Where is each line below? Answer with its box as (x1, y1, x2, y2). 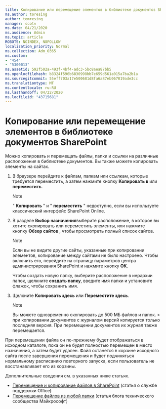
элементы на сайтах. (5, 164, 49, 169)
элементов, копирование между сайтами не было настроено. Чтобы (12, 252, 158, 258)
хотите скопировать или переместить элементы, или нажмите (12, 223, 145, 229)
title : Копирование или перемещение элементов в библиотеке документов (5, 7, 156, 12)
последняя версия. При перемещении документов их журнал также (12, 322, 158, 328)
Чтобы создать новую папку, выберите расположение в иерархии (12, 273, 153, 279)
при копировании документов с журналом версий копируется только (12, 317, 160, 323)
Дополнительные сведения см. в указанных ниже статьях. (5, 373, 129, 379)
